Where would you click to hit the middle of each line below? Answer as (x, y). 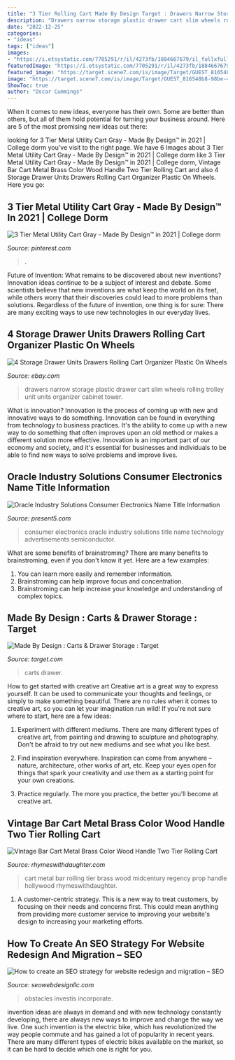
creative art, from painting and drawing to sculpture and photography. (118, 737)
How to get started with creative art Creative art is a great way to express (113, 686)
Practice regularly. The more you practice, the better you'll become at (117, 794)
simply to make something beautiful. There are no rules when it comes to (112, 701)
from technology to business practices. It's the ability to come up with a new (117, 425)
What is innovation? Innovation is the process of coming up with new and (113, 410)
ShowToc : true (28, 85)
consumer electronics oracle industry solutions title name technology (124, 532)
